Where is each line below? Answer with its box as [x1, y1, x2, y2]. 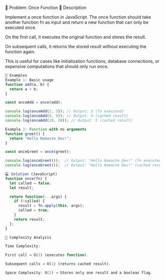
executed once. [5, 25, 37, 30]
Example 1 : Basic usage [5, 77, 54, 82]
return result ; [14, 217, 45, 222]
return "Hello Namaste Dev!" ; [9, 136, 71, 141]
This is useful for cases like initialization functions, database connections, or [5, 58, 160, 64]
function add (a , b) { [5, 82, 50, 87]
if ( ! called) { [14, 199, 45, 204]
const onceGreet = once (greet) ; [5, 150, 71, 154]
